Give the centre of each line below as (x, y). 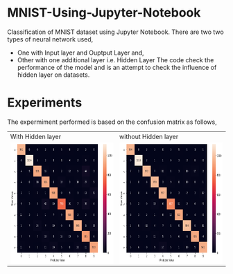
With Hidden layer (36, 136)
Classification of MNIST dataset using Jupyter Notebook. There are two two (115, 32)
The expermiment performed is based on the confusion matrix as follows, (112, 122)
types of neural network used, (50, 39)
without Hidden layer (149, 136)
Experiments (45, 103)
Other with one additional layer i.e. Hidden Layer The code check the (115, 60)
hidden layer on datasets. (53, 75)
